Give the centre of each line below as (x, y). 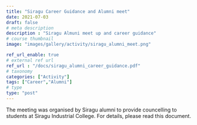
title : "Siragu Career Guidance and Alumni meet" (68, 11)
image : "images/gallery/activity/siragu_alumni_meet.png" (79, 45)
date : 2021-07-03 (27, 17)
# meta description (30, 28)
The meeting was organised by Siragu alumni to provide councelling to (92, 110)
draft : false (22, 22)
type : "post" (22, 93)
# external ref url (30, 60)
